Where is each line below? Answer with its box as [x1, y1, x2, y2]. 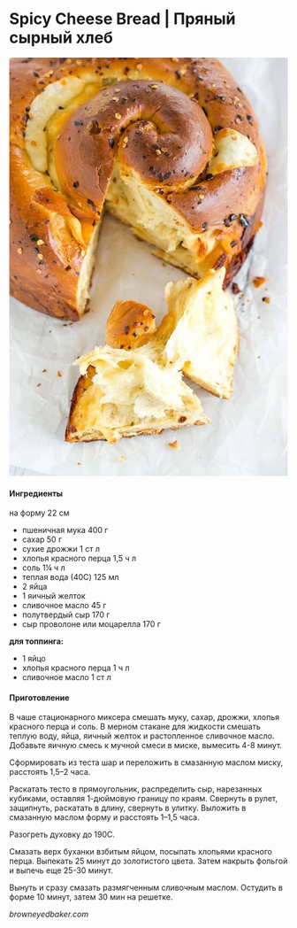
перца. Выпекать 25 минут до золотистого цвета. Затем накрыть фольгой [9, 855, 288, 867]
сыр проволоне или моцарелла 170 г [21, 619, 161, 630]
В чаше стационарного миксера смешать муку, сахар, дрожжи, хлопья [9, 712, 280, 723]
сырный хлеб [9, 27, 113, 48]
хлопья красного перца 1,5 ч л [21, 553, 137, 564]
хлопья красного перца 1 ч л [21, 662, 130, 673]
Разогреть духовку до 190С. [9, 829, 116, 840]
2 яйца [21, 581, 48, 592]
